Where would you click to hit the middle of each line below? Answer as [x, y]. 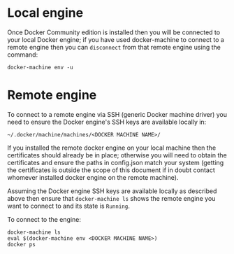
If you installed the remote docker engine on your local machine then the [112, 148]
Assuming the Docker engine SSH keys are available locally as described [112, 191]
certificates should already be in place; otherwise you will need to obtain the [117, 155]
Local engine [45, 13]
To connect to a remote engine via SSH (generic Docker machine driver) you [117, 114]
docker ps [22, 244]
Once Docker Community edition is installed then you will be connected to [114, 32]
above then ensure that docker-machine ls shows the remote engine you [111, 198]
